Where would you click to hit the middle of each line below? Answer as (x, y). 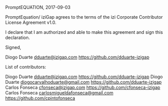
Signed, (13, 47)
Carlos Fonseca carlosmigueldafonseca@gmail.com (59, 93)
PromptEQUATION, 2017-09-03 (38, 7)
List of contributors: (26, 67)
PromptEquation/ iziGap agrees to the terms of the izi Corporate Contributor (84, 17)
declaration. (18, 38)
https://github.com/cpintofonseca (40, 98)
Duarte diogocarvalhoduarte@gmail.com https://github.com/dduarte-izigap (83, 82)
